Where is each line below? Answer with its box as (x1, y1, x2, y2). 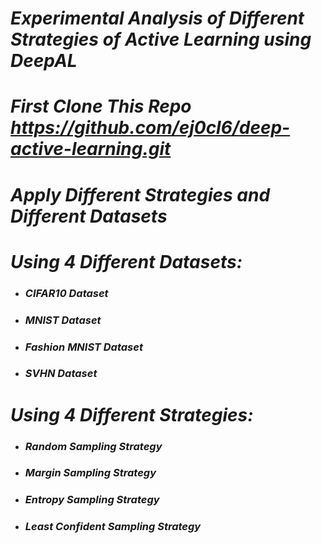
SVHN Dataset (24, 367, 98, 381)
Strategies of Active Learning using (10, 28, 312, 51)
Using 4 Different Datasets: (10, 250, 243, 273)
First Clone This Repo (10, 95, 192, 118)
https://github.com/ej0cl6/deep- (10, 117, 291, 139)
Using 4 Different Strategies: (10, 403, 254, 426)
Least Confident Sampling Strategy (24, 520, 202, 534)
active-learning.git (10, 138, 172, 161)
